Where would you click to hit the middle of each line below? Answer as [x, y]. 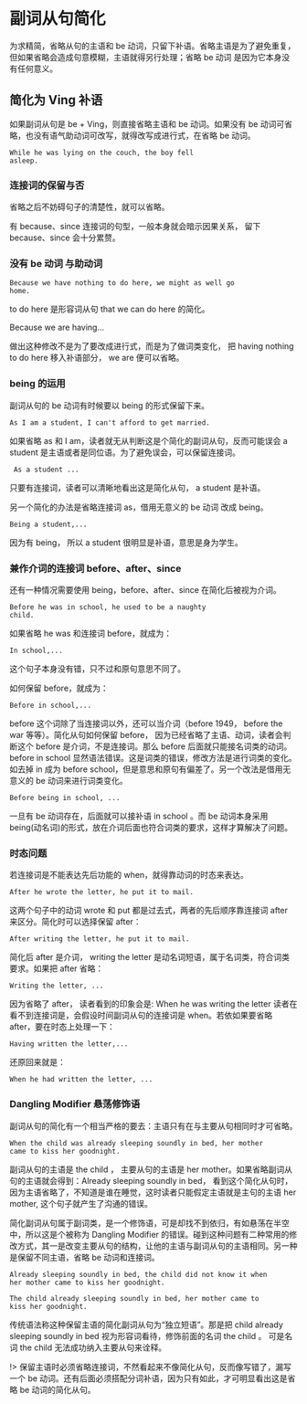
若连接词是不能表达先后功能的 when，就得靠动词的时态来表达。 [129, 875]
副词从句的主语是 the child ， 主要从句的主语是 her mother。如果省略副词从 [151, 1169]
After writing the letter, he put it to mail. [100, 939]
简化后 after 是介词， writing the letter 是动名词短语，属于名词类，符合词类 [150, 957]
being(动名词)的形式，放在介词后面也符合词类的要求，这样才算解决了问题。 [151, 827]
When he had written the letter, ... [81, 1080]
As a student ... [46, 470]
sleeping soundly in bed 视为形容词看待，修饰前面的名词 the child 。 [138, 1335]
